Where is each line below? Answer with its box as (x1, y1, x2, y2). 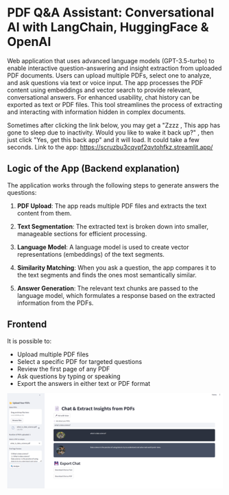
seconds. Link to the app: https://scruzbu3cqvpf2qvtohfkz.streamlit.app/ (7, 143, 213, 151)
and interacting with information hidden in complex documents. (7, 108, 186, 116)
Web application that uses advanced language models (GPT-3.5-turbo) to (7, 56, 215, 65)
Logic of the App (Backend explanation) (7, 163, 180, 174)
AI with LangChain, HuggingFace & (7, 19, 209, 35)
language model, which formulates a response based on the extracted (16, 291, 216, 299)
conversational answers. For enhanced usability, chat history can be (7, 93, 200, 101)
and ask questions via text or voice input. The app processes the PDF (7, 78, 204, 87)
